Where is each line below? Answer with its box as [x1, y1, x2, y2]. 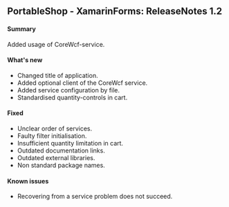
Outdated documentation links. [17, 146, 105, 155]
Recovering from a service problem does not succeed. [17, 193, 173, 201]
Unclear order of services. [17, 124, 93, 132]
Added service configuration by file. [17, 86, 120, 94]
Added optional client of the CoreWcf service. [17, 79, 148, 87]
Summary [7, 24, 36, 33]
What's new [7, 56, 43, 64]
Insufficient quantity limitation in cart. [17, 139, 123, 147]
